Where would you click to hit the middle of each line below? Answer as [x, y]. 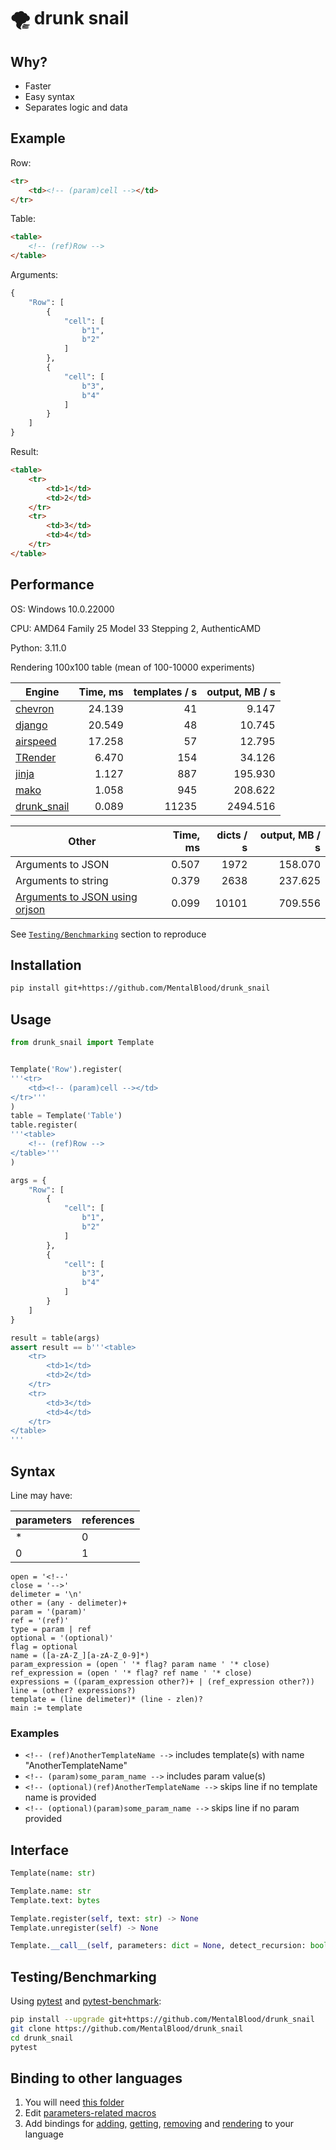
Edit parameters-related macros [90, 2113]
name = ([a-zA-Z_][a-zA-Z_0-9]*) [80, 1655]
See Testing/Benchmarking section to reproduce [108, 934]
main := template [46, 1708]
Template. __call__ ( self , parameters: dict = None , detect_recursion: [158, 1946]
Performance [52, 585]
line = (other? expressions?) [73, 1690]
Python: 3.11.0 [38, 647]
